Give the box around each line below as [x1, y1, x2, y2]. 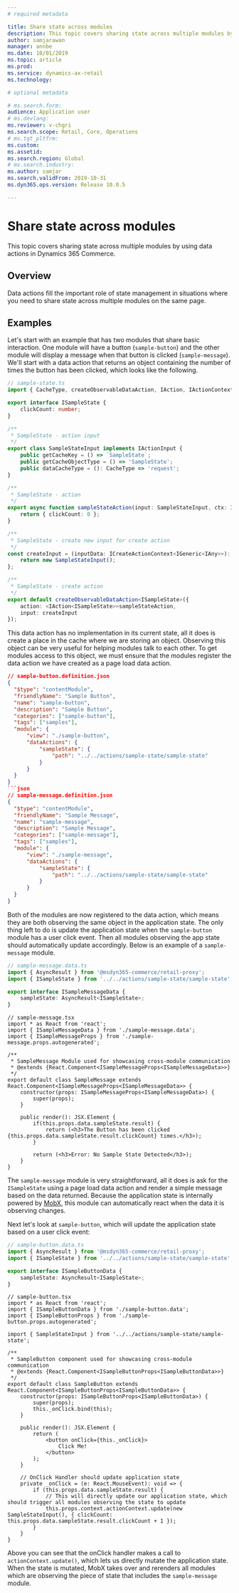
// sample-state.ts [7, 380, 65, 387]
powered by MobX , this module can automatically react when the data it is [7, 1199, 225, 1207]
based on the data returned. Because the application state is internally [7, 1191, 213, 1200]
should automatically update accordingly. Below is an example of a [7, 941, 203, 949]
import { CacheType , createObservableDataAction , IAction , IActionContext [7, 386, 234, 393]
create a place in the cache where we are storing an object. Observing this [7, 636, 226, 645]
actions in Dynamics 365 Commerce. [7, 249, 116, 258]
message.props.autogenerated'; [7, 1039, 100, 1047]
